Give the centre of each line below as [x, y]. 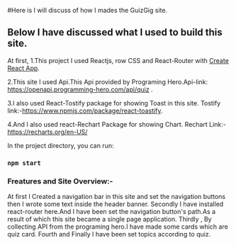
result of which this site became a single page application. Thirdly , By [109, 220]
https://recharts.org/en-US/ [47, 132]
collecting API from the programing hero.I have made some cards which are [118, 227]
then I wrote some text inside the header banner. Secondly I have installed [116, 204]
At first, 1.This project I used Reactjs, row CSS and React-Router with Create [118, 60]
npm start [24, 163]
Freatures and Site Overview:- [60, 181]
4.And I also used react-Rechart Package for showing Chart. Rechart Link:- [117, 124]
